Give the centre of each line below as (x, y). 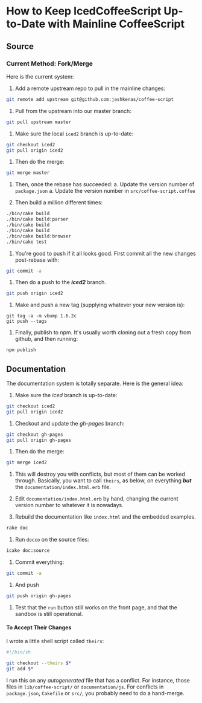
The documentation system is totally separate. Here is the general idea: (95, 383)
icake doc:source (28, 551)
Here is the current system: (40, 76)
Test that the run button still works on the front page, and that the (96, 607)
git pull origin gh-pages (39, 440)
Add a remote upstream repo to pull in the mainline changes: (90, 88)
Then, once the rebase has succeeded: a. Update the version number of (105, 184)
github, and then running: (46, 339)
